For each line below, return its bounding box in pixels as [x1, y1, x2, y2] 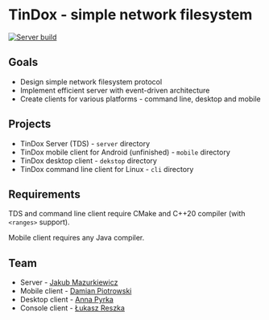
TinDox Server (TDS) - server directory [19, 138, 151, 148]
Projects [8, 117, 52, 131]
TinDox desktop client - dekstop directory [19, 155, 157, 166]
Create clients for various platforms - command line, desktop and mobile [19, 94, 261, 104]
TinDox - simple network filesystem [8, 6, 253, 24]
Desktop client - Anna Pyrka [19, 295, 114, 305]
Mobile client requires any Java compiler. [8, 233, 145, 243]
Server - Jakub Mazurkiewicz [19, 277, 118, 287]
